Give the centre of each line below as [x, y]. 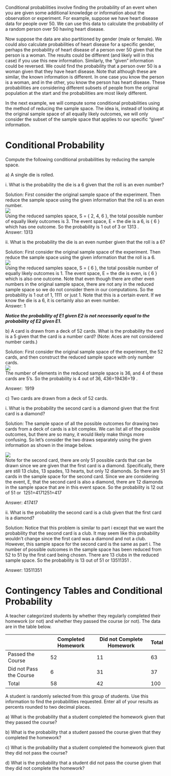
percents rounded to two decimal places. [48, 707]
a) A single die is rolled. [30, 174]
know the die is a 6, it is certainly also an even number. [63, 300]
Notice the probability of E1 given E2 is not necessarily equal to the [78, 315]
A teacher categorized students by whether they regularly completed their [83, 616]
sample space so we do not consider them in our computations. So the [79, 289]
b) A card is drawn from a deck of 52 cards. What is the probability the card [84, 331]
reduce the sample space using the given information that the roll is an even [85, 200]
